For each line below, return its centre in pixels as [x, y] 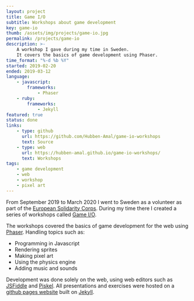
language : [18, 77]
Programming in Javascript [47, 243]
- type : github [35, 131]
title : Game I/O [26, 17]
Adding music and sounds [46, 268]
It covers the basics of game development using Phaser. [87, 55]
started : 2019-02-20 [31, 66]
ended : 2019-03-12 [28, 71]
